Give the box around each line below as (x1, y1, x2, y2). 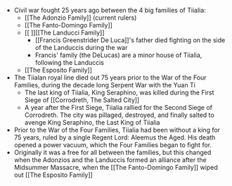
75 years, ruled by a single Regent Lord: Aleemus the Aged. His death (13, 133, 216, 142)
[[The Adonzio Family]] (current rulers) (24, 13, 137, 22)
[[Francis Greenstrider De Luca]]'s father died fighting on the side (34, 36, 226, 44)
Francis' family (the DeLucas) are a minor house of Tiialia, (34, 51, 202, 59)
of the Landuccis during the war (34, 44, 128, 51)
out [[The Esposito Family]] (13, 170, 93, 179)
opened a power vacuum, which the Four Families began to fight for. (13, 141, 212, 149)
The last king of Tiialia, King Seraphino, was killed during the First (24, 88, 214, 97)
